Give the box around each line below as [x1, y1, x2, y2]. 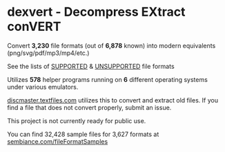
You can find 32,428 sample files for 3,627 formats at [7, 130, 159, 138]
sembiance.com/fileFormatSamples [7, 137, 108, 145]
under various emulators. [7, 83, 79, 91]
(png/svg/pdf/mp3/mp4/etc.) [7, 49, 90, 57]
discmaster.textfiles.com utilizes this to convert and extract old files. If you [7, 96, 219, 104]
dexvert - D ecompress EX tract [7, 4, 186, 20]
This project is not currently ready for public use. [7, 116, 146, 124]
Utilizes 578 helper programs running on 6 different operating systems [7, 75, 208, 83]
